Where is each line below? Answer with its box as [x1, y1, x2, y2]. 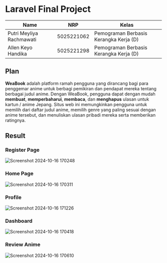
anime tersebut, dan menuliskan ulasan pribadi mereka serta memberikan [5, 112, 156, 118]
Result [5, 131, 26, 140]
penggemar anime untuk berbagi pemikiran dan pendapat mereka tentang [5, 85, 157, 91]
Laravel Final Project [5, 3, 91, 15]
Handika [7, 50, 27, 57]
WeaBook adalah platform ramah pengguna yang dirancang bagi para [5, 80, 149, 86]
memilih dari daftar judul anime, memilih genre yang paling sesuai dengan [5, 107, 156, 113]
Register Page [5, 146, 40, 153]
